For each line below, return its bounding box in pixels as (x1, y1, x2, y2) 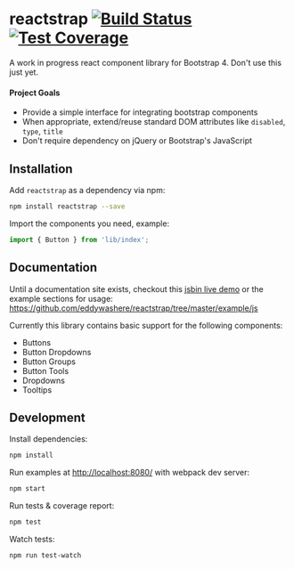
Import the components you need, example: (9, 218, 170, 229)
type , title (21, 126, 64, 137)
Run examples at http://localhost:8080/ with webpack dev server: (9, 467, 250, 478)
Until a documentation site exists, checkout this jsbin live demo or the (9, 283, 265, 294)
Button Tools (21, 365, 69, 376)
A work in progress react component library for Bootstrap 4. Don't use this (9, 57, 282, 68)
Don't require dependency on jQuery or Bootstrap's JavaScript (21, 135, 252, 146)
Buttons (21, 337, 52, 347)
